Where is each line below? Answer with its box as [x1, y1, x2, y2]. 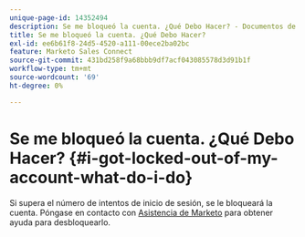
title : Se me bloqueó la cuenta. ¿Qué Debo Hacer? [9, 30, 206, 39]
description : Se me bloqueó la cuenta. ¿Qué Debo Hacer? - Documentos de [9, 22, 297, 31]
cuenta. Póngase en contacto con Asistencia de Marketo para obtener [9, 207, 274, 218]
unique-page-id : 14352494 [9, 13, 108, 23]
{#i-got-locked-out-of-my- [68, 148, 279, 169]
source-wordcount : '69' [9, 73, 100, 82]
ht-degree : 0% [9, 81, 64, 90]
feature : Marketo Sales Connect [9, 47, 132, 57]
